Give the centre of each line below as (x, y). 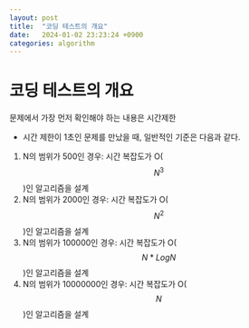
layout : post (34, 18)
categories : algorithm (52, 43)
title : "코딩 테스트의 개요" (59, 26)
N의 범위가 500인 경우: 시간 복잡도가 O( (93, 156)
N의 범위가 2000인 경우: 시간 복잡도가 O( (96, 199)
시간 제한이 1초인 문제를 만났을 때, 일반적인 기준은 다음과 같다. (131, 137)
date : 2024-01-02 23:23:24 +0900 (77, 35)
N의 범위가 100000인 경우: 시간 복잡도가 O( (100, 243)
